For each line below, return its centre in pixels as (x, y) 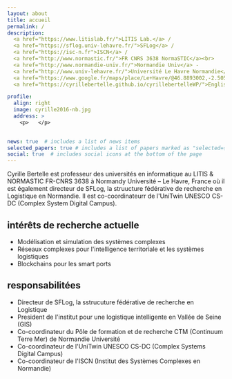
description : (26, 33)
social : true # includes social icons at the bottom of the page (105, 154)
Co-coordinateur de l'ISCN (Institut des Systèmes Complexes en (109, 361)
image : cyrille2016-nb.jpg (52, 110)
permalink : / (26, 26)
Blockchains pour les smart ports (64, 264)
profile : (20, 97)
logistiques (33, 256)
